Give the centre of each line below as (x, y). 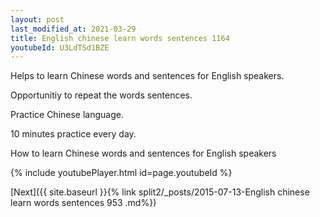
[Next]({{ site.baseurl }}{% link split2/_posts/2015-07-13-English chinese (160, 192)
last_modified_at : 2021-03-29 (73, 29)
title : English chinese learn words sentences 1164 (120, 38)
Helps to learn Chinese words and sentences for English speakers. (147, 76)
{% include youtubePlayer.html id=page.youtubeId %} (121, 173)
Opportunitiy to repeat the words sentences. (101, 95)
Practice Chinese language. (67, 115)
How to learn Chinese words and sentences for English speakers (143, 153)
